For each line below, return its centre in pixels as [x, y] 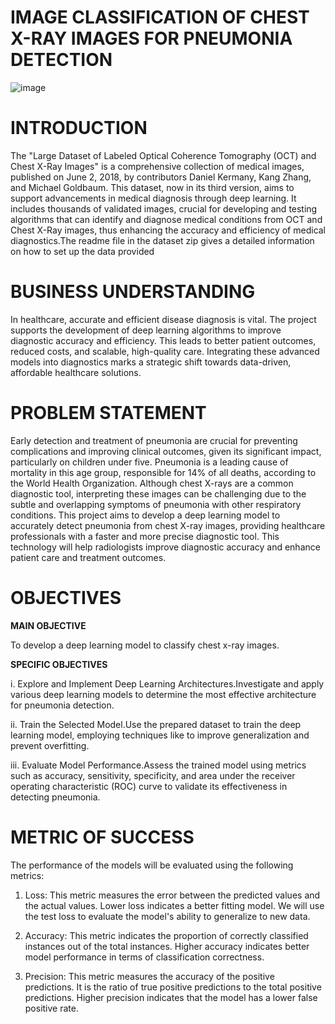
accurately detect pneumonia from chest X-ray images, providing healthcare [168, 525]
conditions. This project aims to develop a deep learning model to [145, 515]
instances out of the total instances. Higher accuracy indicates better [167, 946]
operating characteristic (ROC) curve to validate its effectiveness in [149, 786]
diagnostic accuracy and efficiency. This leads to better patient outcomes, [163, 340]
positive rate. [51, 1008]
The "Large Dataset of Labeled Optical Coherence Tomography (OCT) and [163, 155]
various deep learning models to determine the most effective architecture [163, 694]
